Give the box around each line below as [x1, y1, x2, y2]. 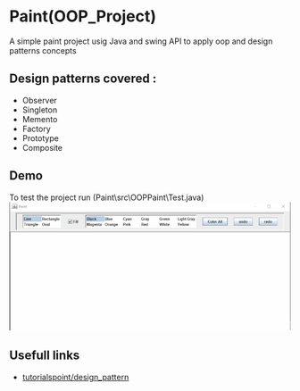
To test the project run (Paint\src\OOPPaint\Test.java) [9, 192, 204, 203]
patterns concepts [9, 45, 78, 55]
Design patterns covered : [9, 71, 157, 87]
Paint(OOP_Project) [9, 6, 157, 27]
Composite [21, 142, 63, 153]
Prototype [21, 132, 60, 144]
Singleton [21, 104, 58, 115]
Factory [21, 123, 51, 134]
